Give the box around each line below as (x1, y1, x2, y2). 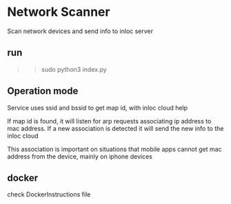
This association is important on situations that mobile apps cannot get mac (7, 145, 222, 153)
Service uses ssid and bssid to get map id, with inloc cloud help (7, 103, 188, 112)
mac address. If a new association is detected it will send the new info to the (7, 124, 224, 132)
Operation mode (7, 85, 79, 97)
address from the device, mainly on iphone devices (7, 152, 153, 161)
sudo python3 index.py (41, 65, 107, 73)
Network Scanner (7, 4, 110, 20)
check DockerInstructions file (7, 190, 91, 198)
